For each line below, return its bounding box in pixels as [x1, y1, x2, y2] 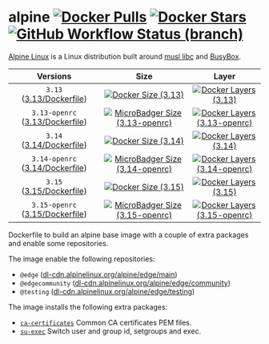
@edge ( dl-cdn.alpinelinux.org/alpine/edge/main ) [19, 269, 178, 279]
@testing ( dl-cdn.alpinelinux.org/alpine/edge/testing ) [19, 286, 195, 296]
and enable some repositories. [8, 238, 109, 248]
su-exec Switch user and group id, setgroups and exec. [19, 326, 202, 336]
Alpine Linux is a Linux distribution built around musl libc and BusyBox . [8, 51, 242, 61]
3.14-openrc [31, 154, 78, 164]
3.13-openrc [31, 108, 78, 117]
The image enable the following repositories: [8, 253, 155, 264]
